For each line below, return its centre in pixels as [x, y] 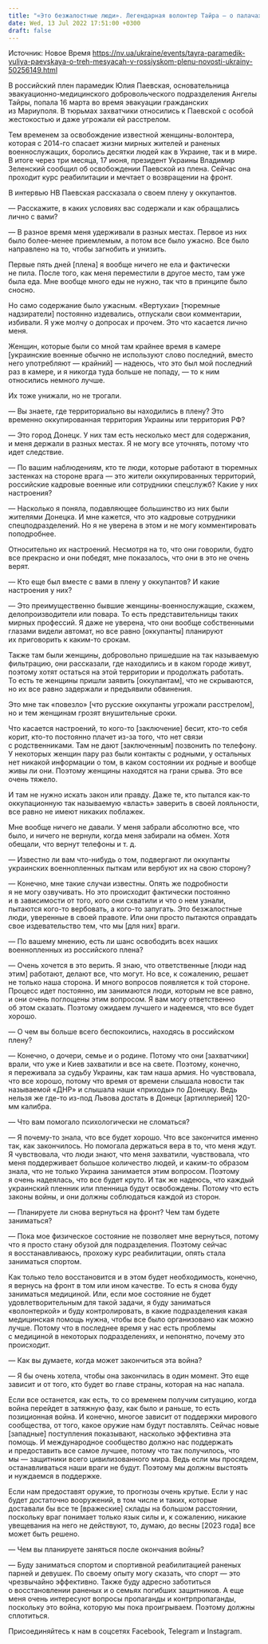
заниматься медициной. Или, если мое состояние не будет [110, 1294]
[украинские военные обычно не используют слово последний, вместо [131, 355]
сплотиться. [29, 1616]
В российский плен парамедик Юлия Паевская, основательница [119, 85]
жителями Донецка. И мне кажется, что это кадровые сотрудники [122, 517]
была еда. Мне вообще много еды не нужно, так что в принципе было [128, 282]
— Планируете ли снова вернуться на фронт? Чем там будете [114, 1212]
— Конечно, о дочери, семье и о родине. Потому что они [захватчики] [129, 1056]
